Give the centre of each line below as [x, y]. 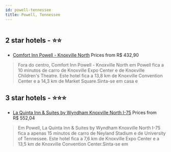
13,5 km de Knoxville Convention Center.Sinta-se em [73, 144]
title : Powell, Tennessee [33, 15]
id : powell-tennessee [28, 10]
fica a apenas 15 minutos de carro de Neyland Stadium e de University [92, 133]
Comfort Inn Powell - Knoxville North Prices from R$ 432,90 [76, 55]
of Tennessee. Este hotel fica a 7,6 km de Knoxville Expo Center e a [89, 139]
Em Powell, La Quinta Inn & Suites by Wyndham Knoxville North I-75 [89, 128]
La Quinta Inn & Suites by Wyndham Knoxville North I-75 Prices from [85, 113]
